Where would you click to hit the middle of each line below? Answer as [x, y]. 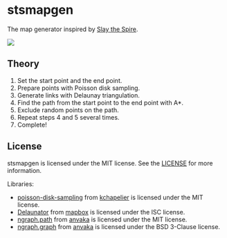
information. [25, 170]
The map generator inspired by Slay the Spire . [73, 29]
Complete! [32, 125]
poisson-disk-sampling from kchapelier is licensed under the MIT [110, 197]
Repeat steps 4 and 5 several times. [68, 117]
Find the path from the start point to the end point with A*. [100, 102]
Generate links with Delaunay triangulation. [79, 95]
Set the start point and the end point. [70, 80]
